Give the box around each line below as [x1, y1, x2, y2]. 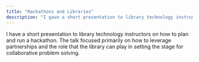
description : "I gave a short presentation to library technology [6, 14, 174, 20]
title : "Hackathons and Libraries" [6, 8, 94, 15]
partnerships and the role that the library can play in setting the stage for [6, 43, 184, 50]
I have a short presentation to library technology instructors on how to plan [6, 30, 189, 37]
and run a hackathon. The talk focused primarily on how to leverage [6, 37, 172, 44]
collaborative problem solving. [6, 49, 80, 56]
